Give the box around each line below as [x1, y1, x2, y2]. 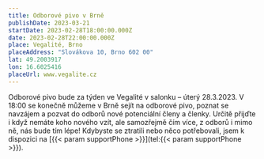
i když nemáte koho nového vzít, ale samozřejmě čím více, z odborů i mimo [8, 117, 253, 127]
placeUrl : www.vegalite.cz [8, 70, 97, 78]
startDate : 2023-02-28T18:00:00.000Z [8, 26, 133, 34]
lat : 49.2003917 [8, 56, 62, 64]
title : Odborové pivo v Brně [8, 11, 104, 20]
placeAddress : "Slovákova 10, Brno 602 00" [8, 48, 154, 56]
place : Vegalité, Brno [8, 41, 83, 49]
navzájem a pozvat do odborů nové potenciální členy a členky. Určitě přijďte [8, 108, 256, 119]
